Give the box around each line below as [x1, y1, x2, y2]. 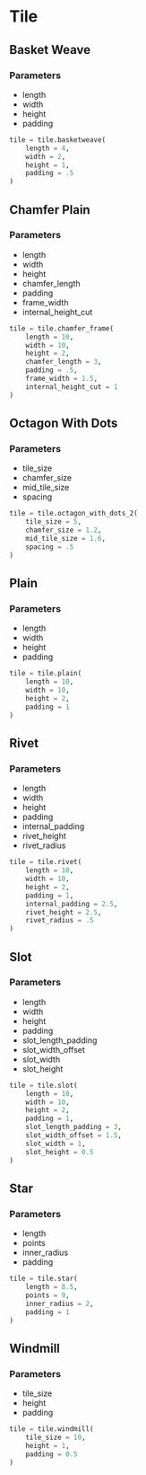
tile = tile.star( [9, 1274, 78, 1284]
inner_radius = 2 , [25, 1299, 94, 1308]
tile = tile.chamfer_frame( [9, 323, 115, 333]
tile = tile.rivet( [9, 858, 82, 867]
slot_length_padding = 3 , [25, 1123, 123, 1132]
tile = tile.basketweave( [9, 135, 106, 145]
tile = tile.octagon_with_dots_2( [9, 509, 139, 518]
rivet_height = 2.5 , [25, 907, 102, 917]
